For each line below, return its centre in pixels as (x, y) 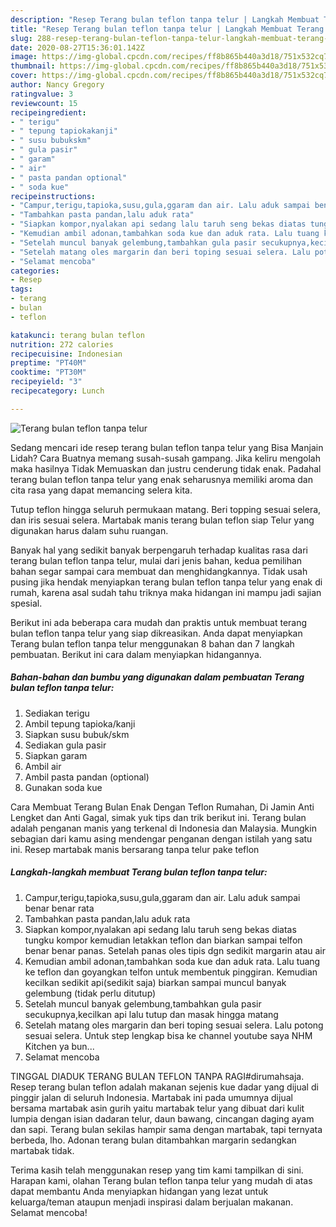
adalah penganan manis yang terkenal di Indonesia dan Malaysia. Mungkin (163, 828)
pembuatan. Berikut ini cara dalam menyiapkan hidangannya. (136, 654)
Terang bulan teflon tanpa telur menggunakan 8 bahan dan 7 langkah (152, 643)
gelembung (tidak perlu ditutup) (90, 993)
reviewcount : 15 (44, 103)
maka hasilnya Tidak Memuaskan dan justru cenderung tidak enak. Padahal (166, 468)
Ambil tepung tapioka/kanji (80, 723)
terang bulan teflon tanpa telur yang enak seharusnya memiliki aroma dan (161, 479)
